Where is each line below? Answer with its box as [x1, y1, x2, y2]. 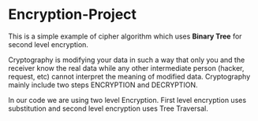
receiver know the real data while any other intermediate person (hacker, [8, 63, 245, 72]
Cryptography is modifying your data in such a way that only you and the [8, 55, 245, 64]
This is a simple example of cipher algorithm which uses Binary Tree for [8, 31, 242, 41]
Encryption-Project [8, 5, 136, 24]
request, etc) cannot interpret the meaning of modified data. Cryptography [8, 71, 251, 81]
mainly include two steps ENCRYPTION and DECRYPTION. [8, 80, 199, 90]
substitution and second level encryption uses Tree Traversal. [8, 104, 209, 113]
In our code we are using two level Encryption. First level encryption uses [8, 95, 247, 104]
